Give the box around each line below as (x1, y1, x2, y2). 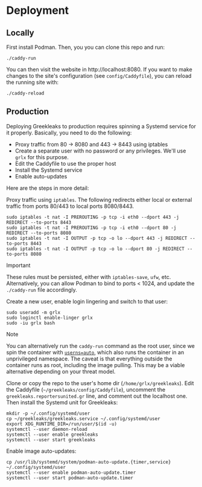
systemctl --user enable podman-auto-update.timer (6, 470, 136, 476)
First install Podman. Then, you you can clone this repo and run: (6, 43, 165, 51)
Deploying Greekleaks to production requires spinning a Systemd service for (6, 122, 196, 130)
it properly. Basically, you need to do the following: (6, 129, 132, 136)
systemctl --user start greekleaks (6, 436, 96, 443)
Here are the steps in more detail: (6, 184, 89, 192)
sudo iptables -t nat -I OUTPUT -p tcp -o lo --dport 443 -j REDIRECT (6, 235, 188, 241)
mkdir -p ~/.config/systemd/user (6, 410, 90, 416)
